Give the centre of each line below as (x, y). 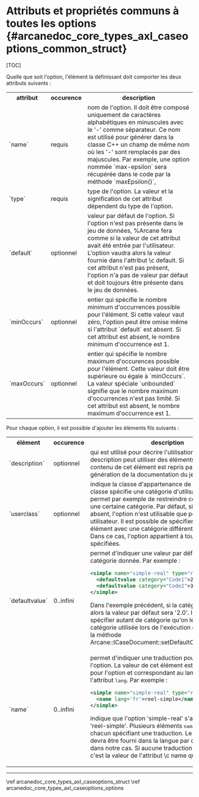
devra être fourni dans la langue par (139, 741)
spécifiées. (105, 543)
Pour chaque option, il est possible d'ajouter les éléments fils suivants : (93, 428)
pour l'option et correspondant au (137, 672)
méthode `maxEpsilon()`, (122, 181)
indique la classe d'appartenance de (140, 484)
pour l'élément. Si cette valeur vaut (136, 314)
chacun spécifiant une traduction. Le (141, 733)
